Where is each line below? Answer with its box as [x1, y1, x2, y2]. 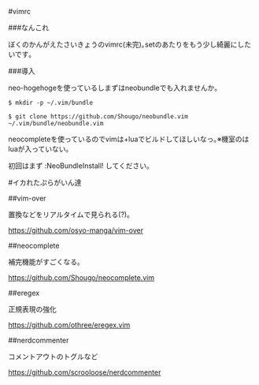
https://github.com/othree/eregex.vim [8, 320, 131, 330]
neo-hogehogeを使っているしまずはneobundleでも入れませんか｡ [8, 83, 219, 92]
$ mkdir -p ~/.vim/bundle [8, 99, 93, 107]
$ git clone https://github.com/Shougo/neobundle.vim [8, 113, 189, 121]
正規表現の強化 [8, 305, 57, 314]
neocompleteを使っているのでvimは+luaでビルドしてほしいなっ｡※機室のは [8, 134, 250, 144]
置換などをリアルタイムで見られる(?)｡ [8, 210, 131, 219]
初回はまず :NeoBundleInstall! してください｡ [8, 161, 150, 170]
